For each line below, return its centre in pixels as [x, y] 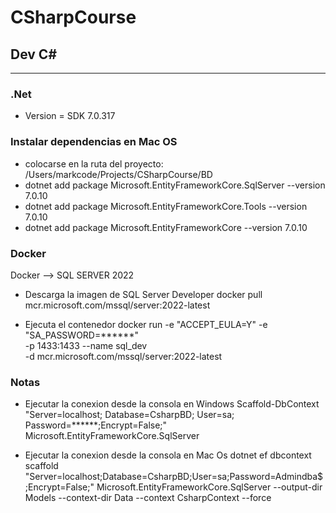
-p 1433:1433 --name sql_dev [86, 345]
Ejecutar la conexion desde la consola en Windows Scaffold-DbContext [172, 404]
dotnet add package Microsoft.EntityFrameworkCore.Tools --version [166, 206]
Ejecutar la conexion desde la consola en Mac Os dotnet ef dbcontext [168, 455]
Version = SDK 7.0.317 [70, 116]
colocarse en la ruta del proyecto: [94, 163]
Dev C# [34, 54]
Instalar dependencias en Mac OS [94, 142]
